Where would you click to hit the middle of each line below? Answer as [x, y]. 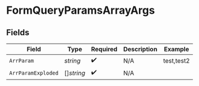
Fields [18, 33]
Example [177, 49]
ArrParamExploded [34, 73]
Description [140, 49]
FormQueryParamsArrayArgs [81, 10]
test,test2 [176, 60]
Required [104, 49]
